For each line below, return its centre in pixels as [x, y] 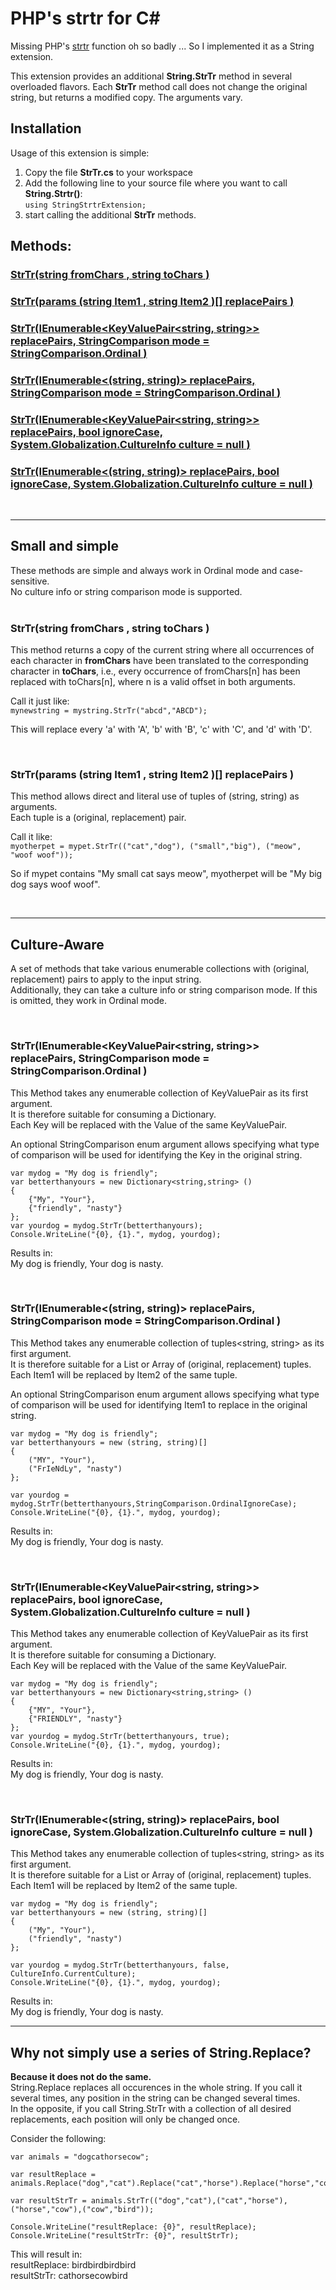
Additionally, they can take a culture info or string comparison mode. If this [164, 990]
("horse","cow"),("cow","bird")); [82, 2210]
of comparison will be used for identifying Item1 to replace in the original [159, 1404]
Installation [46, 128]
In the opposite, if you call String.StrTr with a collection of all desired [151, 2109]
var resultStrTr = [48, 2201]
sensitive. [30, 581]
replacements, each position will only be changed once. [125, 2119]
